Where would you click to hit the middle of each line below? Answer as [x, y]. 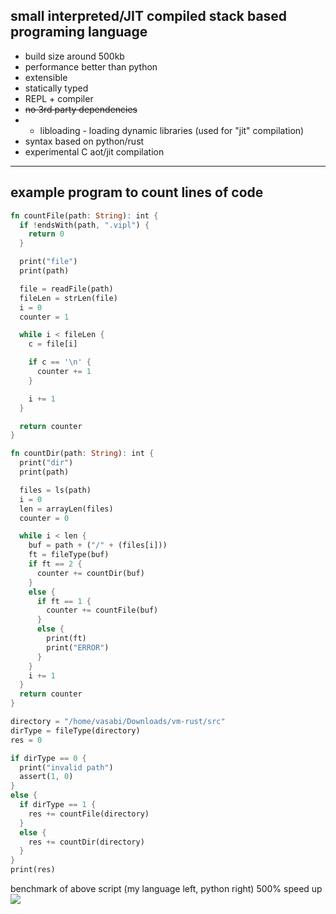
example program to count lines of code [137, 192]
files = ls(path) [55, 490]
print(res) [33, 870]
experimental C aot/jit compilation [94, 151]
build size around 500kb [74, 56]
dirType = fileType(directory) [75, 730]
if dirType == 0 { [48, 758]
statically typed [56, 88]
